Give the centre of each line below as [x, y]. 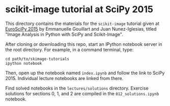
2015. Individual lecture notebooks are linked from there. [64, 78]
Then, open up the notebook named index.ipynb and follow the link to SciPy [85, 73]
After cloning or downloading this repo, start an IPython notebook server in [84, 44]
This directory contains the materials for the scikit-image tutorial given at [82, 23]
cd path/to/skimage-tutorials [37, 59]
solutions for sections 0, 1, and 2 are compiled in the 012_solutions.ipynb [82, 93]
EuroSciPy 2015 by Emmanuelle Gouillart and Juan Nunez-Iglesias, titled [81, 29]
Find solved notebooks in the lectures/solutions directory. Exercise [77, 88]
